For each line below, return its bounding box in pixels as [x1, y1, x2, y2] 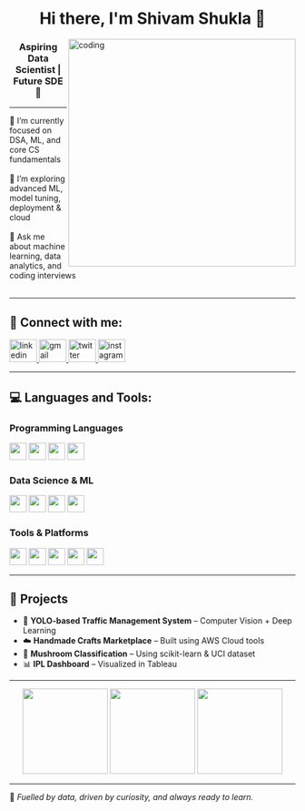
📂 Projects [9, 591, 69, 606]
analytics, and [9, 260, 62, 271]
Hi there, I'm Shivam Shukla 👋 [39, 8, 266, 29]
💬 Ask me [9, 231, 45, 242]
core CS [9, 145, 40, 156]
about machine [9, 241, 65, 252]
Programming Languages [9, 421, 124, 434]
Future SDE [13, 75, 64, 87]
